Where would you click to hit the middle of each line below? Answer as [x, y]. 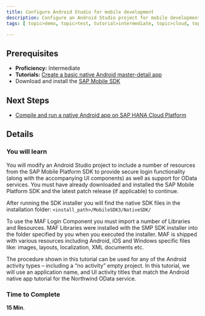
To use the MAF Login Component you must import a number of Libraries [98, 221]
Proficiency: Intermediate [48, 68]
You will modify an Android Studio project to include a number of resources [101, 165]
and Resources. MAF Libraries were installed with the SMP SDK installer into [102, 227]
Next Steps [28, 101]
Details [20, 134]
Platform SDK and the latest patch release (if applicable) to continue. [92, 191]
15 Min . [16, 307]
